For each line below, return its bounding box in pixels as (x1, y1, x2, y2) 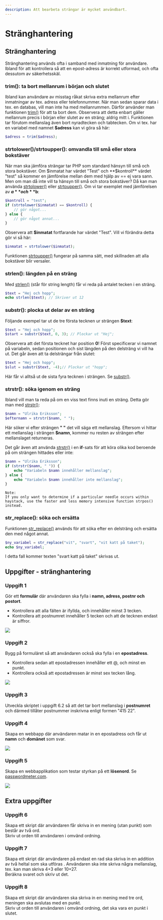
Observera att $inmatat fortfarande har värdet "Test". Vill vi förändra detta (5, 230, 154, 235)
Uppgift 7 (5, 845, 28, 851)
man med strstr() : (5, 402, 40, 408)
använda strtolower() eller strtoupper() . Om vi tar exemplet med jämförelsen (5, 183, 157, 190)
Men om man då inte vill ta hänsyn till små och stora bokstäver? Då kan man (5, 179, 157, 184)
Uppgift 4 (5, 720, 28, 726)
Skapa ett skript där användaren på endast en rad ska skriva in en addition (5, 856, 154, 862)
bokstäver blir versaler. (5, 258, 51, 264)
